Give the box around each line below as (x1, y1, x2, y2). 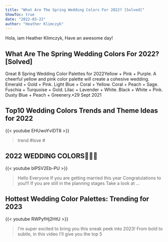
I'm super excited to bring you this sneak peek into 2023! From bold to (17, 225, 163, 231)
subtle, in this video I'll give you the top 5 (17, 231, 102, 237)
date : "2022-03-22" (5, 17, 46, 22)
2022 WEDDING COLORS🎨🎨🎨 (5, 152, 98, 160)
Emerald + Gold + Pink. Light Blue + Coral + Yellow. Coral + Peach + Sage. (5, 81, 159, 88)
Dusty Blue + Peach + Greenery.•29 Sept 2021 (5, 92, 102, 98)
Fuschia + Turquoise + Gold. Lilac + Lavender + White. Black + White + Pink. (5, 87, 163, 93)
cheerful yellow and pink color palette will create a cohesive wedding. (5, 76, 149, 82)
